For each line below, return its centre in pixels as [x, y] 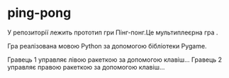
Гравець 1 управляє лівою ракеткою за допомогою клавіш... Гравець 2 [114, 59]
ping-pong [39, 13]
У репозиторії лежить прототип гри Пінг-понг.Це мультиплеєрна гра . [113, 32]
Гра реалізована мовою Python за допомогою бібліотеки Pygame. [107, 46]
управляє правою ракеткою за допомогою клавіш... [86, 67]
